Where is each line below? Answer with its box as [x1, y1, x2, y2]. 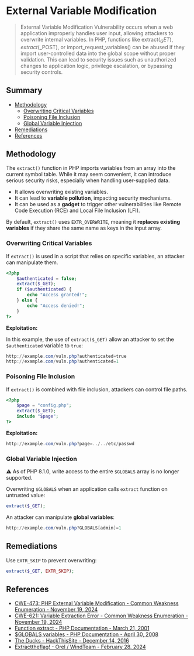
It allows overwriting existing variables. [14, 189, 109, 196]
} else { [16, 298, 38, 303]
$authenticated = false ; [16, 275, 77, 282]
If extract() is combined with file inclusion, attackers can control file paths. [6, 385, 188, 393]
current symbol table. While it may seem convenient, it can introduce [6, 171, 172, 178]
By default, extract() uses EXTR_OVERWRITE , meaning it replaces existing [6, 218, 180, 225]
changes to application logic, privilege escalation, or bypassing [20, 62, 172, 69]
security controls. [20, 69, 63, 76]
